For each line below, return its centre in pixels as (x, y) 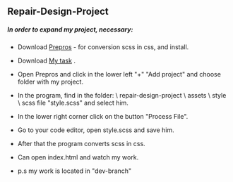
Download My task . (47, 61)
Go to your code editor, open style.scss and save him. (96, 130)
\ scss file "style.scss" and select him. (73, 103)
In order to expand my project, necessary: (70, 29)
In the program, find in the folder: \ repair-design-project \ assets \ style (122, 96)
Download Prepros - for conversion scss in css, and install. (103, 47)
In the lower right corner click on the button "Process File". (103, 117)
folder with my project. (50, 82)
